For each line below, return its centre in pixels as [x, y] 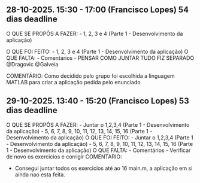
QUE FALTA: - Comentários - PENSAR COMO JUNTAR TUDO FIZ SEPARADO [100, 58]
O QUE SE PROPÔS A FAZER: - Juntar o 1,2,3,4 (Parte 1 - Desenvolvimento [98, 124]
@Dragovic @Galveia [32, 64]
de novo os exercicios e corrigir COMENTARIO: [64, 156]
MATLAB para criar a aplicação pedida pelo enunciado [73, 82]
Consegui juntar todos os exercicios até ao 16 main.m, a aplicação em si [104, 168]
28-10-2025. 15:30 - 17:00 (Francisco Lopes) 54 [98, 10]
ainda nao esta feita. [40, 174]
